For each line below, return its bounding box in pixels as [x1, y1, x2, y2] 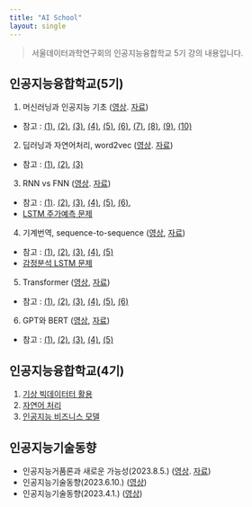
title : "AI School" [9, 13, 83, 22]
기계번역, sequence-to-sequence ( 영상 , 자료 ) [22, 227, 186, 238]
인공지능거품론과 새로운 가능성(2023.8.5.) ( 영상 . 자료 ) [22, 465, 211, 476]
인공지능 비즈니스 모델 [22, 411, 101, 422]
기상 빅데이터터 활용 [22, 388, 93, 400]
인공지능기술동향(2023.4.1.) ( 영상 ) [22, 487, 143, 499]
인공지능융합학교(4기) [9, 363, 124, 378]
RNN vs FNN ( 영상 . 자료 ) [22, 178, 112, 189]
